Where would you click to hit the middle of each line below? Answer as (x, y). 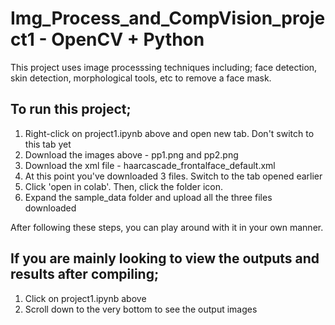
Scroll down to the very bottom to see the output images (141, 309)
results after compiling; (85, 274)
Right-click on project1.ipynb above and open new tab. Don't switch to (169, 133)
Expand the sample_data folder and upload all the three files (148, 197)
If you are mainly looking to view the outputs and (165, 258)
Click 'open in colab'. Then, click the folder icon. (124, 186)
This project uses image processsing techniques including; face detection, (164, 67)
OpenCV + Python (128, 39)
